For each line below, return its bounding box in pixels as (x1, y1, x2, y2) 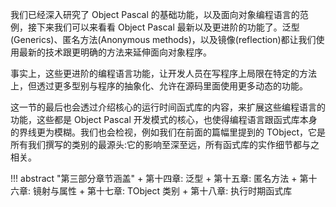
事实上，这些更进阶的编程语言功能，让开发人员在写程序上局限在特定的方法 (10, 68, 317, 79)
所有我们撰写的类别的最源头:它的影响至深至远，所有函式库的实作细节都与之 (10, 139, 320, 150)
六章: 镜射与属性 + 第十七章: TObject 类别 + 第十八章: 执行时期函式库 (10, 185, 293, 197)
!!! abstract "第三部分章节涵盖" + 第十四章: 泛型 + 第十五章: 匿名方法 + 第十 (10, 173, 318, 184)
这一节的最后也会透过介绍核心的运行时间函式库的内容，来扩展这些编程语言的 (10, 101, 326, 113)
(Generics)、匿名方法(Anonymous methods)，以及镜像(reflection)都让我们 (10, 34, 317, 45)
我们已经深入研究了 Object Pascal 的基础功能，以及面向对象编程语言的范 (10, 9, 309, 20)
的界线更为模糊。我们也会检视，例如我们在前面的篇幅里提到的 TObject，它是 (10, 126, 326, 138)
